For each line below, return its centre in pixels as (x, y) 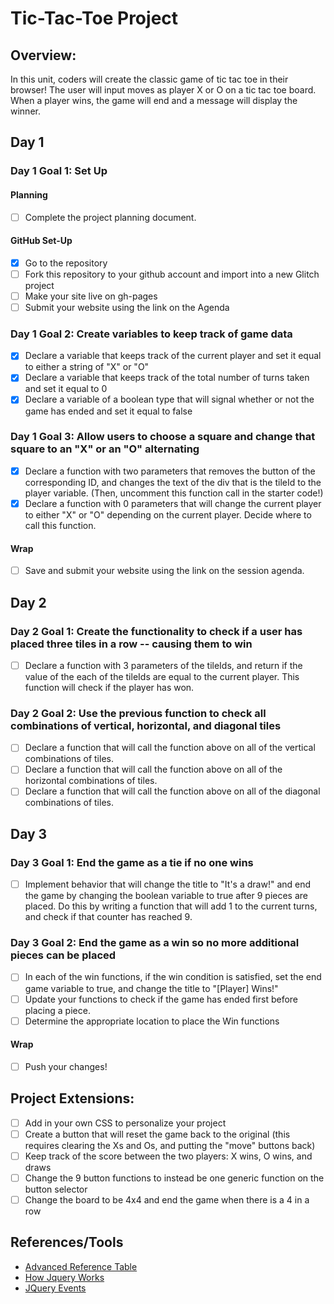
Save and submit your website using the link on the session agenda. (164, 571)
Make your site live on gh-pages (91, 296)
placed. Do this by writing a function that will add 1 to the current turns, (171, 906)
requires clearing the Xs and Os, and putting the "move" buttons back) (170, 1145)
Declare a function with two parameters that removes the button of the (170, 471)
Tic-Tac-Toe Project (94, 18)
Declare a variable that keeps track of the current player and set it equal (173, 356)
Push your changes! (66, 1066)
